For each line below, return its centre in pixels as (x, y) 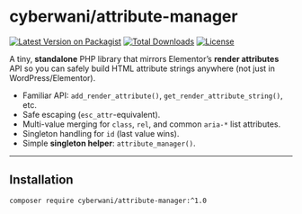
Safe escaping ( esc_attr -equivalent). (91, 114)
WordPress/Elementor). (53, 77)
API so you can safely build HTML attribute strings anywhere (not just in (142, 68)
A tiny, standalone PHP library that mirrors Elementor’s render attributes (144, 58)
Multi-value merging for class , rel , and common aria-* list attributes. (151, 124)
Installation (41, 180)
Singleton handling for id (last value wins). (101, 133)
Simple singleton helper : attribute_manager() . (109, 143)
